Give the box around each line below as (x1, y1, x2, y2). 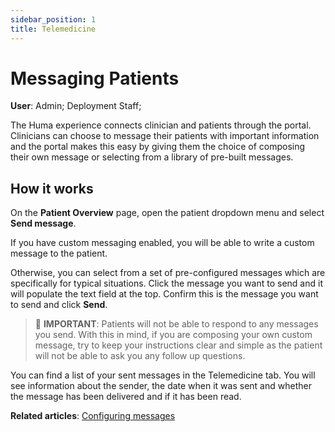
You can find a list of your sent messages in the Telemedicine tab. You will (10, 369, 316, 381)
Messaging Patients (10, 67, 180, 90)
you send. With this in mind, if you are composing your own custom (34, 329, 313, 341)
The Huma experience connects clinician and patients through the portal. (10, 119, 312, 131)
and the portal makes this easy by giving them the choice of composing (10, 141, 306, 153)
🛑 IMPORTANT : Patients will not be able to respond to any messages (34, 318, 319, 330)
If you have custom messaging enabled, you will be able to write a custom (10, 237, 315, 249)
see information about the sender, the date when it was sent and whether (10, 380, 312, 392)
